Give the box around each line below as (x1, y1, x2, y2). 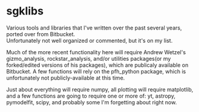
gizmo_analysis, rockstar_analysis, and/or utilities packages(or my (6, 55, 171, 62)
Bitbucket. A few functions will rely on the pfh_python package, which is (6, 67, 186, 75)
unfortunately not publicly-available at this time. (6, 74, 125, 81)
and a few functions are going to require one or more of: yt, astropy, (6, 92, 175, 99)
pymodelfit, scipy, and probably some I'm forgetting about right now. (6, 98, 177, 106)
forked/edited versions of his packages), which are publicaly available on (6, 61, 189, 69)
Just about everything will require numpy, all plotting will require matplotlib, (6, 86, 194, 93)
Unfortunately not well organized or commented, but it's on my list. (6, 37, 173, 44)
